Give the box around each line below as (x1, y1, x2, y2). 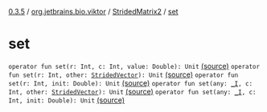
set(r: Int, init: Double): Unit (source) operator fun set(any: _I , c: (8, 78, 253, 87)
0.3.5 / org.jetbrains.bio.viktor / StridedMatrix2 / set (8, 7, 179, 16)
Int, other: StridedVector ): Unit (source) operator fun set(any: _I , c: (8, 86, 257, 96)
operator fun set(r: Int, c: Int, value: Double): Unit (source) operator (8, 61, 260, 70)
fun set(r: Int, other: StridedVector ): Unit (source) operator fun (8, 70, 239, 79)
